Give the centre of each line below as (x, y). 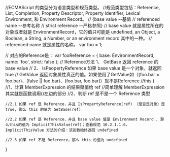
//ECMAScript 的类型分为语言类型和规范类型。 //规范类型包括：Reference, (83, 7)
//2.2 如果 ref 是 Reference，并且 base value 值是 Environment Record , (82, 119)
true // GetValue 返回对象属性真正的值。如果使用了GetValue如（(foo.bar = (82, 74)
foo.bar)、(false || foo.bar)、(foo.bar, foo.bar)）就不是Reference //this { (80, 81)
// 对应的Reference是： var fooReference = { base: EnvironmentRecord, (80, 55)
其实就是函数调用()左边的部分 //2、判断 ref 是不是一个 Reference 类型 (78, 93)
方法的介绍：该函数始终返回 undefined (82, 130)
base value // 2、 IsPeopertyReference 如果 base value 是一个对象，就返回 (83, 68)
